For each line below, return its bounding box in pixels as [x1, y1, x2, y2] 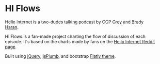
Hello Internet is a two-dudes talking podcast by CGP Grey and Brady [5, 19, 144, 25]
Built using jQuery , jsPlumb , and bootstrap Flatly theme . [5, 53, 116, 59]
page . [5, 44, 17, 49]
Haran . [5, 24, 18, 30]
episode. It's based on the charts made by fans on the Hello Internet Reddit [5, 38, 155, 44]
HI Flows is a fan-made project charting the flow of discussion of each [5, 33, 145, 39]
